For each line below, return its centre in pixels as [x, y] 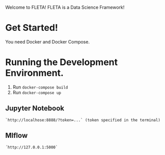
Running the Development [62, 62]
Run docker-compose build [40, 87]
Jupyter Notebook [35, 108]
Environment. [34, 73]
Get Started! [32, 28]
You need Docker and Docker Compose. [48, 42]
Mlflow [17, 135]
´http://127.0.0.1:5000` [32, 147]
